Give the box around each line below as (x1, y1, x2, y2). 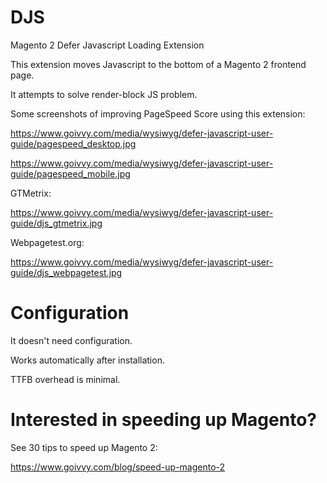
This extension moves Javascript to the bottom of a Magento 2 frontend (10, 58, 307, 70)
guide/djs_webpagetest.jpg (10, 266, 123, 278)
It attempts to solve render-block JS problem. (10, 88, 198, 100)
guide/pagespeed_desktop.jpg (10, 137, 137, 150)
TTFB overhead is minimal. (10, 373, 121, 385)
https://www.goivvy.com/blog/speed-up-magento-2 (10, 461, 226, 473)
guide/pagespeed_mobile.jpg (10, 167, 131, 180)
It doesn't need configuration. (10, 334, 133, 346)
